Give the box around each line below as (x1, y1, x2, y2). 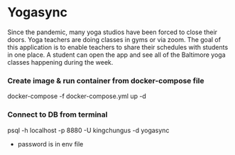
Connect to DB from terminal (7, 109, 108, 119)
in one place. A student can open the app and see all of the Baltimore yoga (7, 50, 226, 59)
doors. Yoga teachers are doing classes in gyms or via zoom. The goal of (7, 35, 222, 43)
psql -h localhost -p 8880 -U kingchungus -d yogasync (7, 126, 170, 134)
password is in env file (17, 139, 84, 148)
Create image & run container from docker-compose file (7, 75, 204, 85)
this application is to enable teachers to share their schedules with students (7, 43, 229, 51)
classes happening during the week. (7, 58, 114, 66)
